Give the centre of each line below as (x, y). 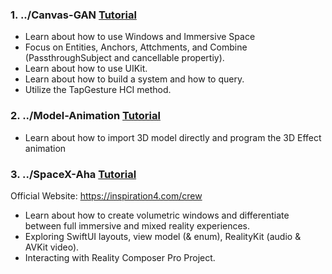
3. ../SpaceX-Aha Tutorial (73, 174)
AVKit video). (52, 247)
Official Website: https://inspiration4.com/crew (106, 195)
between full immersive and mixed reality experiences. (137, 225)
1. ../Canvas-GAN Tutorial (73, 15)
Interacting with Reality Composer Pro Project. (120, 257)
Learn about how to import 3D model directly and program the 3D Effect (173, 137)
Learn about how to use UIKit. (86, 69)
